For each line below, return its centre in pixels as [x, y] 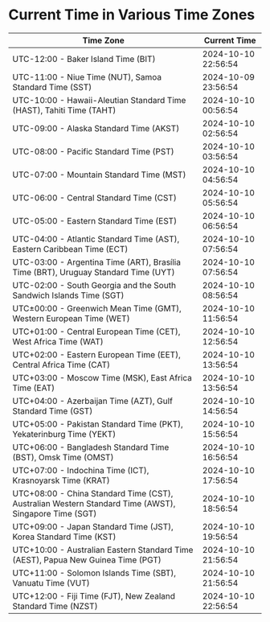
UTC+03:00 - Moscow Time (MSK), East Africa [102, 377]
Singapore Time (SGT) [55, 513]
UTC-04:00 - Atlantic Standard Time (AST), [96, 239]
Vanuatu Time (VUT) [51, 583]
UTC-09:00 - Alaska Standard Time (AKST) [96, 128]
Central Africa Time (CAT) [61, 365]
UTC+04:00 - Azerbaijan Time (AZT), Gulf [92, 401]
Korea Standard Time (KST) [64, 537]
